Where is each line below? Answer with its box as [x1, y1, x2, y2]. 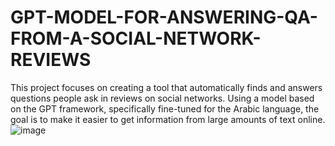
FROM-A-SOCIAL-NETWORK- [10, 27, 262, 50]
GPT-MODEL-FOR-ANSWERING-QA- [10, 6, 318, 29]
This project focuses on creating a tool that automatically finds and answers [10, 81, 323, 93]
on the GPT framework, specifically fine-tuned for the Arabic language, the [10, 102, 320, 115]
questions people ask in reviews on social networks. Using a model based [10, 92, 315, 104]
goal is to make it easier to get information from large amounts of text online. [10, 113, 326, 125]
